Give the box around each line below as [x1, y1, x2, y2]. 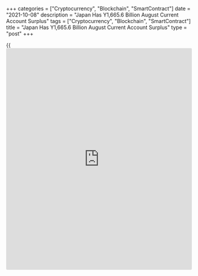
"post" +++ [6, 30, 34, 37]
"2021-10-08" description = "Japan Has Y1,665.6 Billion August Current [6, 11, 179, 18]
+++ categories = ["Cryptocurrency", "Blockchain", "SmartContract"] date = [6, 5, 191, 12]
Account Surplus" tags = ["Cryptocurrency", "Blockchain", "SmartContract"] [6, 18, 191, 24]
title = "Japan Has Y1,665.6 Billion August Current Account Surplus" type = [6, 24, 187, 31]
